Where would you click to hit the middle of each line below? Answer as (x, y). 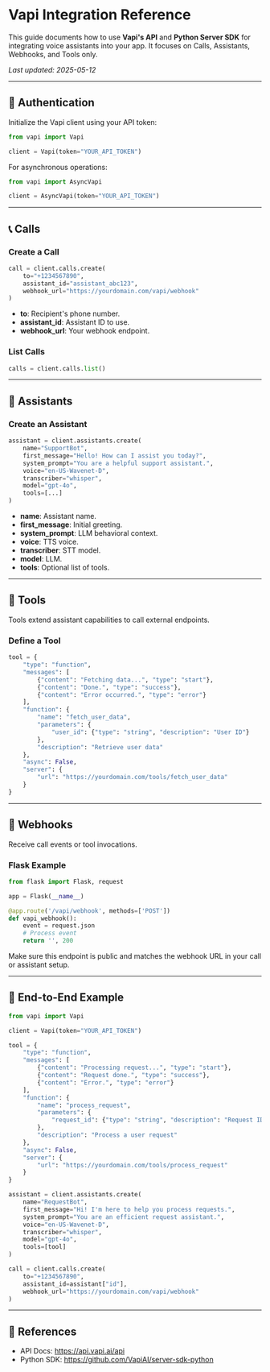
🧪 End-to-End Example (66, 998)
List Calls (27, 352)
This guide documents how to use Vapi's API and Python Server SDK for (130, 37)
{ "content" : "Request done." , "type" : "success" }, (124, 1076)
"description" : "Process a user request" (108, 1135)
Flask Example (37, 865)
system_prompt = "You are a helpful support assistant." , (119, 463)
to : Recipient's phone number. (70, 314)
